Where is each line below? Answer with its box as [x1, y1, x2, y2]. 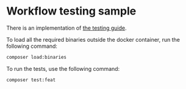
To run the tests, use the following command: [6, 65, 120, 72]
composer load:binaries [6, 54, 67, 60]
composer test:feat [6, 77, 56, 83]
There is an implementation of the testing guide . [6, 24, 127, 31]
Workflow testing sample [6, 4, 137, 18]
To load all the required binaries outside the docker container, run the [6, 36, 181, 43]
